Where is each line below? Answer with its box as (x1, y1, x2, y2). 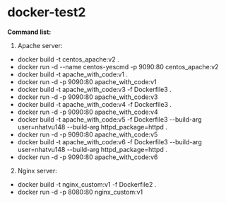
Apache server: (17, 41, 63, 50)
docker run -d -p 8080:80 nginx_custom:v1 (17, 187, 143, 196)
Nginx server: (17, 166, 58, 175)
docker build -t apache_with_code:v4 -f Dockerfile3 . (17, 100, 172, 108)
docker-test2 (7, 4, 86, 21)
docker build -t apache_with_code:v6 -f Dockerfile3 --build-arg (17, 137, 203, 146)
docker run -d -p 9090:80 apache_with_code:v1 (17, 77, 157, 86)
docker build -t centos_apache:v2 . (17, 54, 119, 64)
